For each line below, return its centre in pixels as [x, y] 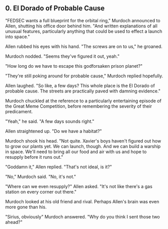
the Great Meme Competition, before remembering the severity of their [79, 106]
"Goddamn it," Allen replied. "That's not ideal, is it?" [59, 167]
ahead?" [14, 222]
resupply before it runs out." [34, 157]
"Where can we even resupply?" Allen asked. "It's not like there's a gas [79, 186]
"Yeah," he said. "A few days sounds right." [50, 121]
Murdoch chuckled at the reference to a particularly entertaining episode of [83, 101]
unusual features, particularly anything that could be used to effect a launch [84, 31]
